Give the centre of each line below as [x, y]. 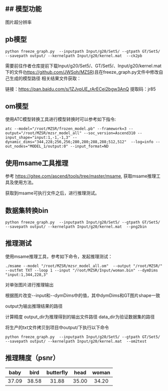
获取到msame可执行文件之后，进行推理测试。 [52, 193]
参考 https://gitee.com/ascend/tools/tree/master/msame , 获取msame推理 [81, 176]
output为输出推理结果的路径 [34, 306]
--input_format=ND [89, 146]
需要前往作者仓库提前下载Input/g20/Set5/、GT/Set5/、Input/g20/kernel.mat [83, 66]
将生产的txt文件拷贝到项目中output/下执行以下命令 [57, 327]
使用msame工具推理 [37, 163]
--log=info [142, 142]
